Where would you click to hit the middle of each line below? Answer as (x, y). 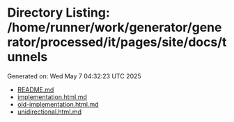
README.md (36, 89)
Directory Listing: (58, 13)
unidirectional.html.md (49, 112)
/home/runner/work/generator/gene (115, 27)
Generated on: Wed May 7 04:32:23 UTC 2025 (74, 76)
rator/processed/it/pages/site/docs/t (117, 42)
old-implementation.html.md (58, 104)
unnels (28, 57)
